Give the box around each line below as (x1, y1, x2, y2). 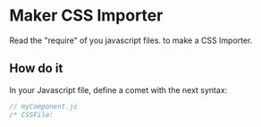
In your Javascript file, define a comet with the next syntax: (9, 84, 228, 95)
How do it (9, 61, 63, 76)
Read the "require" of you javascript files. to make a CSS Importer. (9, 35, 253, 46)
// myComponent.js (9, 102, 78, 111)
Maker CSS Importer (9, 5, 164, 26)
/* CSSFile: (9, 110, 54, 119)
